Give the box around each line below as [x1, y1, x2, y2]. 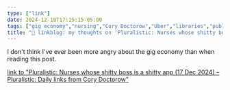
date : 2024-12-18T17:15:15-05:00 [7, 16, 103, 23]
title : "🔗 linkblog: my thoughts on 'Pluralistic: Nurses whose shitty [7, 29, 216, 36]
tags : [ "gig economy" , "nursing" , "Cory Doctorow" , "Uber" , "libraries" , [7, 22, 210, 29]
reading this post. [7, 55, 57, 63]
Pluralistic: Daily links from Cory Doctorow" [7, 76, 129, 84]
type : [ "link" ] [7, 10, 51, 17]
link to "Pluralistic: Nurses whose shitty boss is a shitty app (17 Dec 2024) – [7, 68, 220, 76]
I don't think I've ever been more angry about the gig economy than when [7, 48, 215, 56]
